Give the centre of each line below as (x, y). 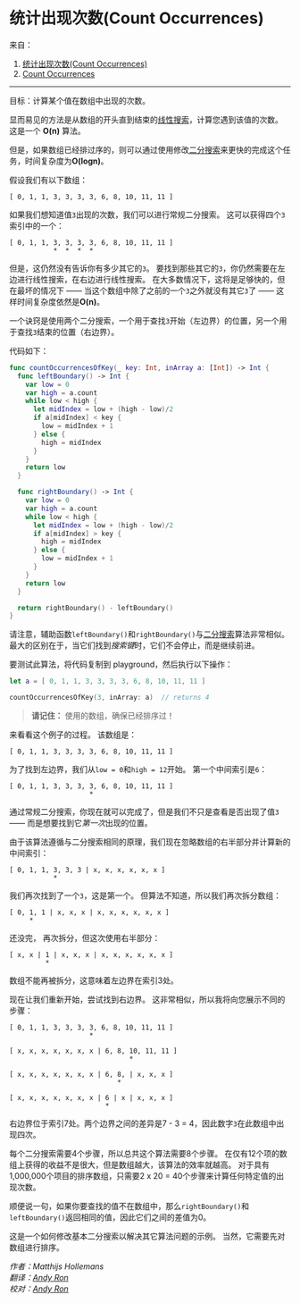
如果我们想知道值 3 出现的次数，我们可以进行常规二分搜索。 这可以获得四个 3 (147, 214)
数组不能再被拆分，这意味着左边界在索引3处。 (94, 980)
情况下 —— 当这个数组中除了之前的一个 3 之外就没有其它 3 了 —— (157, 290)
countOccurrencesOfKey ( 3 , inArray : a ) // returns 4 (109, 698)
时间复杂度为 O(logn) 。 (67, 161)
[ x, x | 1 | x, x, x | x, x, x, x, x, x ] (92, 955)
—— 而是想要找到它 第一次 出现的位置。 (81, 823)
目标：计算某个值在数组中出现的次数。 (79, 100)
